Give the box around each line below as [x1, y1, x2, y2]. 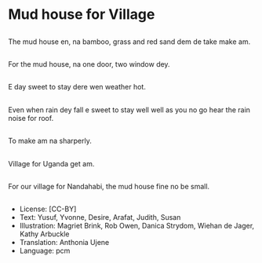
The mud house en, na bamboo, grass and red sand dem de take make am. [8, 37, 251, 46]
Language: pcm [19, 246, 71, 256]
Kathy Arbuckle [19, 229, 70, 239]
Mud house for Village [8, 5, 155, 24]
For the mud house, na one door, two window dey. [8, 59, 170, 68]
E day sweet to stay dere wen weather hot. [8, 82, 147, 92]
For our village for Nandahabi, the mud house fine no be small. [8, 181, 210, 191]
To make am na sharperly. [8, 136, 92, 146]
